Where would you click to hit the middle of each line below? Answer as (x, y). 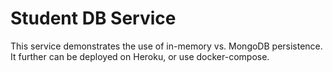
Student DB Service (93, 18)
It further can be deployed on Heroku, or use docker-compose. (140, 56)
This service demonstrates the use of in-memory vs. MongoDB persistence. (166, 46)
